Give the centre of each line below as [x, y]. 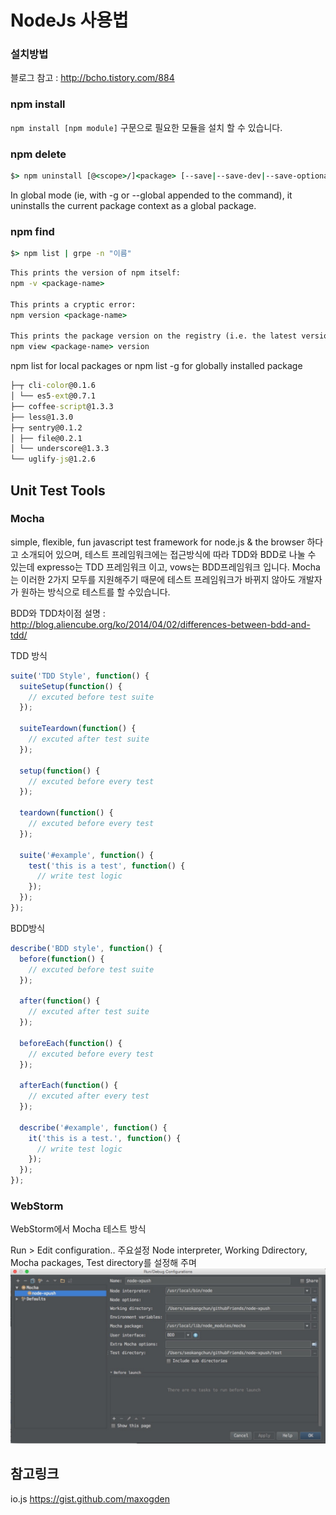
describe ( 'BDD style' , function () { [86, 948]
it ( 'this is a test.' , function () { [105, 1138]
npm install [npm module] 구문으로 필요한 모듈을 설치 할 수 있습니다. [146, 127]
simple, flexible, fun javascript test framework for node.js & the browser [157, 542]
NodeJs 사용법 [69, 20]
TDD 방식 [29, 655]
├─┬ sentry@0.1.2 [46, 427]
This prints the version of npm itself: [96, 273]
